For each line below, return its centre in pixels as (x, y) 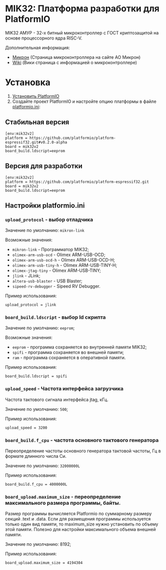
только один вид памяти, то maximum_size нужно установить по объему (82, 524)
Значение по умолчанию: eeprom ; (40, 328)
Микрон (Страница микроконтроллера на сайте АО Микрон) (76, 57)
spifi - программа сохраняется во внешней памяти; (68, 352)
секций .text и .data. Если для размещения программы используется (78, 519)
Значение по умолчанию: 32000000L (42, 466)
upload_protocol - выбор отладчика (49, 219)
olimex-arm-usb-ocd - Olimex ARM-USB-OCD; (59, 255)
